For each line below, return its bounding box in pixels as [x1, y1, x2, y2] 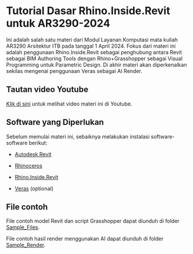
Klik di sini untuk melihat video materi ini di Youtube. [6, 100, 132, 107]
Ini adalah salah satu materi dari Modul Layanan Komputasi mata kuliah [6, 36, 178, 43]
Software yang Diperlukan [6, 117, 104, 127]
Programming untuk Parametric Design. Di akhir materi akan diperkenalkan [6, 61, 187, 68]
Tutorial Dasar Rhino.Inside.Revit [6, 4, 171, 18]
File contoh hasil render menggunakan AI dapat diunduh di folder [6, 235, 164, 242]
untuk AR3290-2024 [6, 17, 111, 30]
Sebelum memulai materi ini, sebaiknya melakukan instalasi [6, 133, 150, 140]
